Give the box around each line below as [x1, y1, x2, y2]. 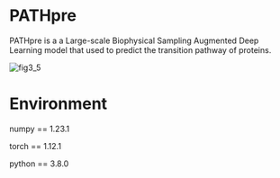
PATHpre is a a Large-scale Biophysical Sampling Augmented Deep [9, 35, 259, 46]
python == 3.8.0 [9, 158, 69, 169]
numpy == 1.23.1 [9, 123, 70, 134]
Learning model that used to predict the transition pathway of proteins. [9, 44, 272, 55]
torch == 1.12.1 [9, 140, 61, 151]
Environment [9, 93, 108, 114]
